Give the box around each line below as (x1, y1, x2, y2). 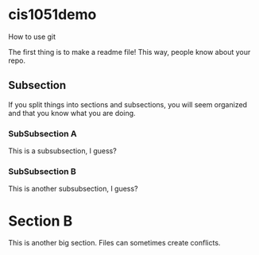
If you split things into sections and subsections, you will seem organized (8, 99, 248, 109)
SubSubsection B (8, 165, 77, 176)
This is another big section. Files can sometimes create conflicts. (8, 238, 221, 248)
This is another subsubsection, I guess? (8, 184, 138, 194)
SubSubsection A (8, 128, 77, 139)
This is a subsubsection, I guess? (8, 146, 117, 156)
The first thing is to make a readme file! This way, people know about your (8, 47, 251, 56)
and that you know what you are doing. (8, 108, 137, 118)
